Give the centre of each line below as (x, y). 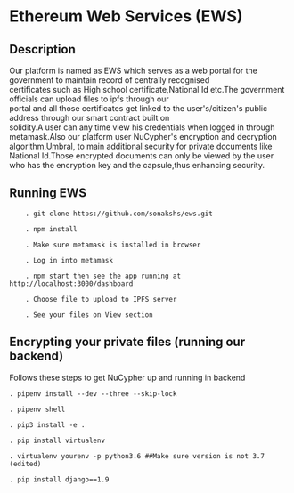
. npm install (51, 229)
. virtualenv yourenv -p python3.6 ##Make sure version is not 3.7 (137, 456)
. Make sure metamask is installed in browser (113, 245)
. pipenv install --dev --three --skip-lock (93, 393)
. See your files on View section (89, 315)
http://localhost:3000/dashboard (71, 283)
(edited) (25, 464)
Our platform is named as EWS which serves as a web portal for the (134, 70)
